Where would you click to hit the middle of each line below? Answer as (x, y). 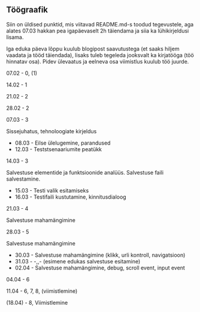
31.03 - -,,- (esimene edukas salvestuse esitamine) (78, 261)
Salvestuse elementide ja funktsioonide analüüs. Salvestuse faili (85, 172)
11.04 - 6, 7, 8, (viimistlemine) (42, 291)
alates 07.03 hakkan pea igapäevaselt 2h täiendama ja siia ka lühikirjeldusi (98, 31)
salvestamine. (23, 179)
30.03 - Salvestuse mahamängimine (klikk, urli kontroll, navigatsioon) (100, 255)
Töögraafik (27, 10)
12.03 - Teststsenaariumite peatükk (58, 149)
